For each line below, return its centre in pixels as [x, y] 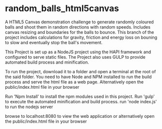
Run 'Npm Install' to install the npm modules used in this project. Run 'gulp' [80, 96]
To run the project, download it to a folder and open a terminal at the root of [81, 71]
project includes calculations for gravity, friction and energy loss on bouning [81, 37]
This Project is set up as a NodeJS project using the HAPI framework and [78, 52]
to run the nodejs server [29, 107]
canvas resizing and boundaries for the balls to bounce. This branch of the [80, 32]
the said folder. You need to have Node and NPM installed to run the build [78, 77]
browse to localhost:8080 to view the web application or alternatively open [80, 116]
